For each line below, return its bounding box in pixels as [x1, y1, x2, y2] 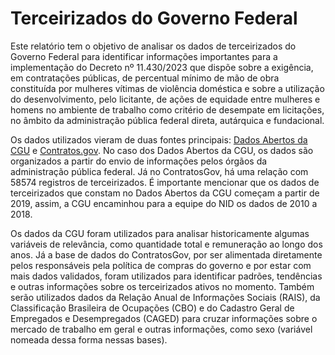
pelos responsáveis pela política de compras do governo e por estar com [10, 259, 312, 271]
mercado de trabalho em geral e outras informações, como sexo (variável [10, 323, 313, 335]
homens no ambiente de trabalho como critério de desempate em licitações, [10, 103, 325, 116]
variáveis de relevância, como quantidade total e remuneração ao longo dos [10, 238, 323, 250]
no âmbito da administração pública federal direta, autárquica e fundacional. [10, 114, 325, 126]
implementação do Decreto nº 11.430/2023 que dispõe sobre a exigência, [10, 61, 314, 73]
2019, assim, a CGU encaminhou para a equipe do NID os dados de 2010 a [10, 197, 318, 209]
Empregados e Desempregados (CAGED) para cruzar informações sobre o [10, 312, 318, 324]
